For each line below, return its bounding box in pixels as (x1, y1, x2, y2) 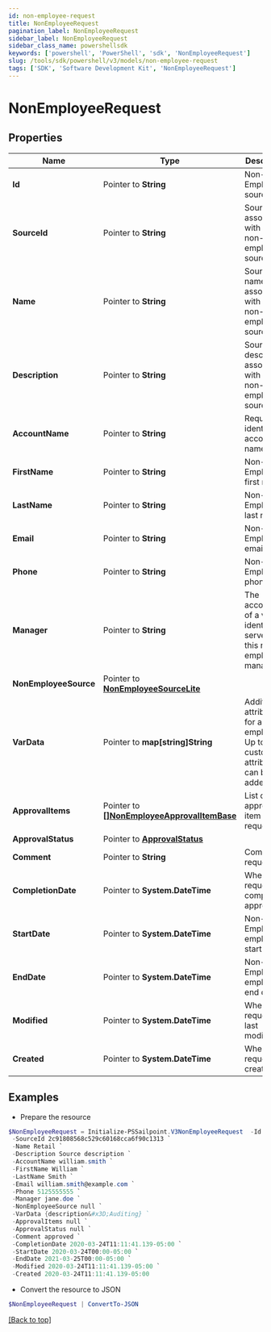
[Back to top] (8, 1314, 52, 1324)
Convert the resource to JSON (19, 1284, 121, 1295)
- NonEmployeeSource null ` (11, 1203, 103, 1211)
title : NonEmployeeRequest (8, 19, 99, 27)
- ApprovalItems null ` (11, 1217, 89, 1226)
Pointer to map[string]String (102, 736, 213, 747)
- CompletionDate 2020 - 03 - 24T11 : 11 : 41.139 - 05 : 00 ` (11, 1240, 182, 1248)
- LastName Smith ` (11, 1172, 74, 1180)
